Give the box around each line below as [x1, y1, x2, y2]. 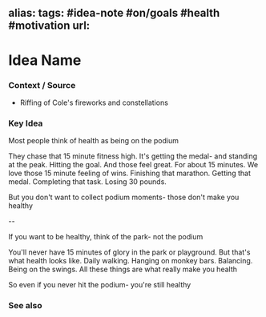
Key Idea [8, 118, 43, 129]
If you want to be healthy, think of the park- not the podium [8, 232, 204, 242]
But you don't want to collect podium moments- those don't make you [8, 192, 240, 203]
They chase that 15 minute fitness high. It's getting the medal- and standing [8, 151, 258, 161]
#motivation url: [8, 19, 91, 33]
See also [8, 300, 42, 311]
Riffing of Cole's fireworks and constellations [19, 98, 168, 107]
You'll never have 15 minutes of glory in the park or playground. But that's [8, 247, 251, 257]
